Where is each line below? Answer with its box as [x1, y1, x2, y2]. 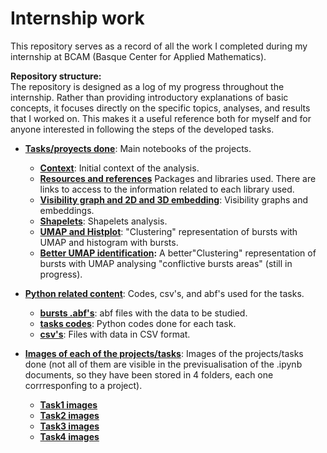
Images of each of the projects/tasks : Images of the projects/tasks [24, 347, 304, 359]
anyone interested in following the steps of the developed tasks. [10, 123, 275, 135]
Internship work [10, 7, 145, 30]
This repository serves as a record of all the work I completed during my [10, 40, 308, 52]
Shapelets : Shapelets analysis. [39, 215, 168, 227]
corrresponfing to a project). [24, 379, 143, 391]
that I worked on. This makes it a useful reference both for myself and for [10, 112, 312, 124]
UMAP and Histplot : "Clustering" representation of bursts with [39, 225, 298, 237]
